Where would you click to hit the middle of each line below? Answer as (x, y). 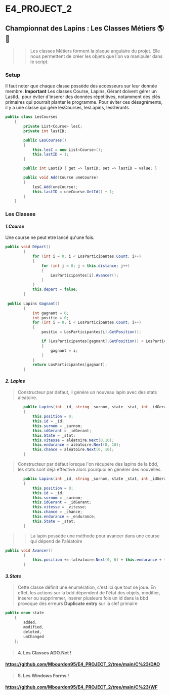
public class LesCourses (31, 117)
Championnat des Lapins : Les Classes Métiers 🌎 (85, 28)
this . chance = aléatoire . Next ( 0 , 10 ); (73, 450)
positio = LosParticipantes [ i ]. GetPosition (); (91, 332)
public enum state (25, 613)
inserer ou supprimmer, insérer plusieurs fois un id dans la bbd (83, 598)
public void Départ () (28, 247)
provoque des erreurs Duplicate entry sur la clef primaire (77, 603)
